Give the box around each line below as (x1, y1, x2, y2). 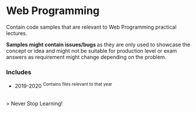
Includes (6, 68, 32, 76)
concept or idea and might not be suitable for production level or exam (6, 47, 178, 54)
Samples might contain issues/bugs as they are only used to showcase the (6, 41, 191, 48)
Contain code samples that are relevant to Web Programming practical (6, 23, 177, 30)
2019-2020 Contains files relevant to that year (14, 81, 113, 89)
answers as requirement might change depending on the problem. (6, 53, 167, 60)
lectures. (6, 29, 28, 36)
